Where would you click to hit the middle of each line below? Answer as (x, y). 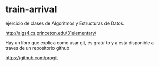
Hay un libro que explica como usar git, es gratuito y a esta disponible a (79, 43)
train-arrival (31, 9)
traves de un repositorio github (37, 48)
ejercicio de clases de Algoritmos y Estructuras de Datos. (65, 23)
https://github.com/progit (32, 58)
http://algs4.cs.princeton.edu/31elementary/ (51, 33)
